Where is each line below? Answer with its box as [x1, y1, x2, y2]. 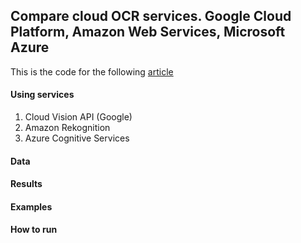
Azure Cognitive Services [24, 132, 130, 144]
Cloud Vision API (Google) [24, 111, 133, 123]
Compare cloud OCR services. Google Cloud [10, 8, 292, 25]
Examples [10, 200, 53, 213]
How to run [10, 224, 58, 236]
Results [10, 178, 43, 190]
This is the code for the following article [10, 65, 174, 78]
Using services [10, 89, 75, 101]
